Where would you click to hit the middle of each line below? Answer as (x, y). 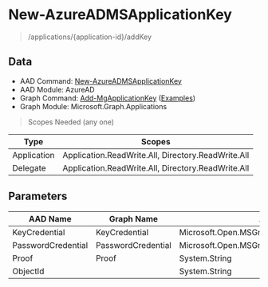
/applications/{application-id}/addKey (90, 37)
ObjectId (28, 271)
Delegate (29, 167)
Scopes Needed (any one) (71, 122)
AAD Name (50, 218)
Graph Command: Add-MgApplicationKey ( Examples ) (108, 98)
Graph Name (133, 218)
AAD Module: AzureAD (57, 89)
